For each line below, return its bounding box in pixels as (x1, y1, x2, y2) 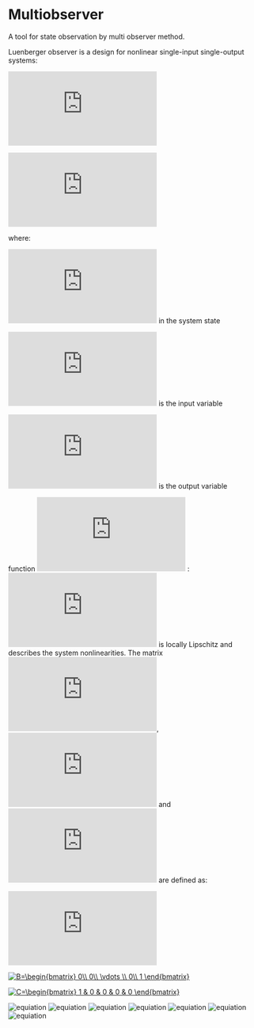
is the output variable (157, 481, 228, 490)
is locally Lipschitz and (157, 639, 233, 649)
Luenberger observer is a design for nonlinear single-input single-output (8, 47, 245, 56)
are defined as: (157, 875, 208, 885)
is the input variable (157, 398, 223, 408)
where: (8, 233, 32, 242)
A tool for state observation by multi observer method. (8, 32, 185, 41)
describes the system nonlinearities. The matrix (8, 648, 164, 657)
